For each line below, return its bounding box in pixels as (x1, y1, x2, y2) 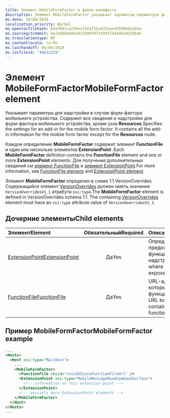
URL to (148, 297, 164, 304)
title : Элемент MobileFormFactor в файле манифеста (5, 7, 116, 13)
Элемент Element (8, 229, 51, 236)
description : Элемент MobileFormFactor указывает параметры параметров (5, 12, 159, 17)
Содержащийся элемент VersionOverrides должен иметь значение (5, 183, 150, 189)
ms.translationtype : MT (5, 36, 56, 41)
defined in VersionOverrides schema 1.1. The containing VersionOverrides (5, 194, 158, 200)
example (5, 334, 33, 343)
